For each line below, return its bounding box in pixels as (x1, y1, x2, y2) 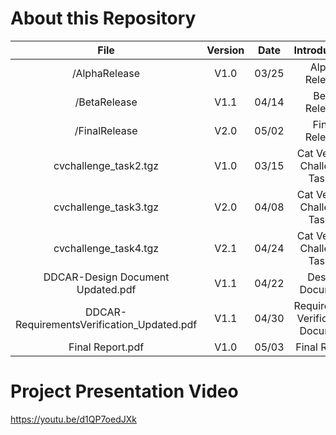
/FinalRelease (74, 123, 138, 137)
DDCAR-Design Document (43, 270, 170, 284)
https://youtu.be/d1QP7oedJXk (10, 413, 137, 425)
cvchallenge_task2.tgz (53, 158, 160, 172)
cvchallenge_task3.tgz (53, 200, 160, 214)
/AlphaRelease (72, 66, 141, 80)
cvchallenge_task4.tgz (53, 241, 160, 255)
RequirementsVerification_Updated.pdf (15, 317, 198, 331)
